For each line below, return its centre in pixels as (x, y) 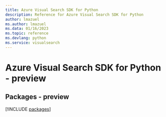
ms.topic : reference (27, 33)
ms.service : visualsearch (32, 43)
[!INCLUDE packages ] (28, 109)
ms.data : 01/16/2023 (27, 29)
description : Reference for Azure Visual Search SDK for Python (74, 15)
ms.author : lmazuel (26, 24)
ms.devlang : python (26, 38)
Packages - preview (37, 97)
